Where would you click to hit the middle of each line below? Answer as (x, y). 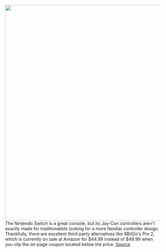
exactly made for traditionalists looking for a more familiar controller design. (82, 229)
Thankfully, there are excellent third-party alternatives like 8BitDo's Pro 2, (80, 234)
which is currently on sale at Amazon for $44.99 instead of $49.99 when (79, 239)
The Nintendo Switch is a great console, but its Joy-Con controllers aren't (80, 223)
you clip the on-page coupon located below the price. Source (68, 244)
